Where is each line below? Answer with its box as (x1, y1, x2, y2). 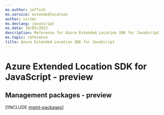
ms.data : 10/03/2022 (5, 26, 48, 31)
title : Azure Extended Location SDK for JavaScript (5, 40, 115, 45)
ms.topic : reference (5, 35, 48, 40)
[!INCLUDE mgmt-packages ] (5, 104, 64, 110)
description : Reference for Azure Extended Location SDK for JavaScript (5, 30, 160, 35)
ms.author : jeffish (5, 7, 46, 12)
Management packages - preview (5, 91, 112, 100)
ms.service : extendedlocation (5, 12, 68, 17)
